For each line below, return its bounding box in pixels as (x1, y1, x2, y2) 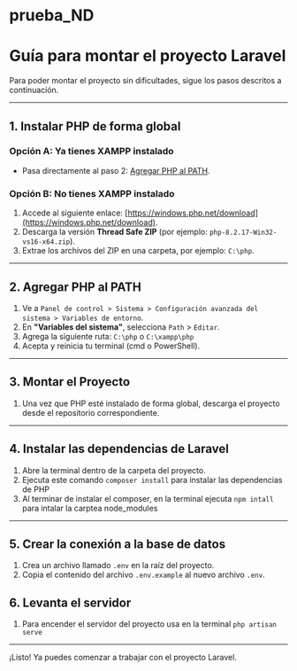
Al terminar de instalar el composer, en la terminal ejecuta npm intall (21, 493, 274, 503)
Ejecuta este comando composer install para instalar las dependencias (21, 474, 283, 485)
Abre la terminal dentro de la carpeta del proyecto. (21, 464, 206, 475)
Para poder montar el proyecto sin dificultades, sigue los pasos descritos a (9, 75, 282, 86)
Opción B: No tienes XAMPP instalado (9, 187, 175, 199)
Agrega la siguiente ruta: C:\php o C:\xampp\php (21, 331, 194, 341)
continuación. (9, 85, 59, 96)
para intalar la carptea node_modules (21, 503, 158, 513)
